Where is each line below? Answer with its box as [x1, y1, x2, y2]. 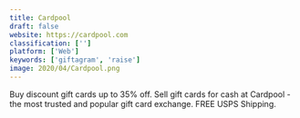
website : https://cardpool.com [9, 30, 129, 39]
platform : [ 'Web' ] [9, 47, 79, 56]
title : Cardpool [9, 13, 71, 23]
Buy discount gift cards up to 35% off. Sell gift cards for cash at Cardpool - [9, 88, 291, 100]
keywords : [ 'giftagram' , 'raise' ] [9, 55, 141, 64]
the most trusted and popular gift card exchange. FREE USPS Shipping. [9, 98, 276, 109]
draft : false [9, 22, 59, 31]
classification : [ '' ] [9, 38, 92, 48]
